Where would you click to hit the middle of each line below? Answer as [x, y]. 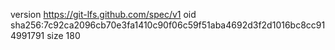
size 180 [63, 35]
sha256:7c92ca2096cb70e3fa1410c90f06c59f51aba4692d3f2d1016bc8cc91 [168, 25]
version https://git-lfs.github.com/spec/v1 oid [103, 14]
